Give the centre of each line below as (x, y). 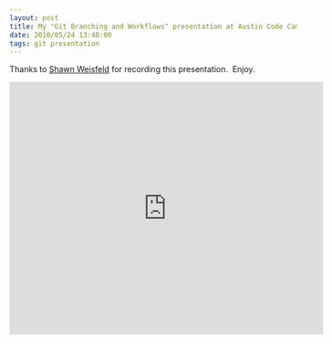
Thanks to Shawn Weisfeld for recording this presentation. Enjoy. (132, 69)
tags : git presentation (55, 43)
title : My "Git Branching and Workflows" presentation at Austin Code (146, 26)
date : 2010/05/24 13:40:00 (61, 35)
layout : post (34, 18)
